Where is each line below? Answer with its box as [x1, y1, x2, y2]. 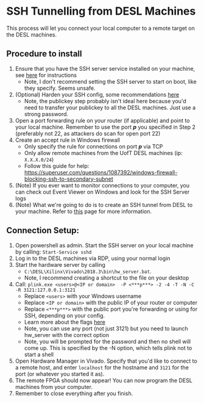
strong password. [24, 110, 69, 117]
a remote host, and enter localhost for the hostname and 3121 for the [15, 363, 189, 371]
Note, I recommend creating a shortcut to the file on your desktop [24, 274, 189, 281]
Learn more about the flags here [24, 318, 105, 325]
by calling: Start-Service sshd [15, 248, 92, 255]
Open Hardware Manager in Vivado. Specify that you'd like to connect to [15, 357, 198, 365]
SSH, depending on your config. [24, 311, 105, 319]
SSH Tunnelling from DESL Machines [6, 4, 196, 18]
